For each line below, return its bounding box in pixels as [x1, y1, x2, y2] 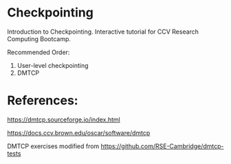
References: [7, 93, 78, 108]
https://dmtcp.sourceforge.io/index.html [7, 115, 120, 124]
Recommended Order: [7, 48, 70, 56]
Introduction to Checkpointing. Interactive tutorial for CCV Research [7, 27, 199, 36]
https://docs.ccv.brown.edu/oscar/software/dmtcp [7, 128, 151, 137]
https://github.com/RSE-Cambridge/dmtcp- [100, 142, 224, 150]
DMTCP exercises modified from [7, 142, 100, 150]
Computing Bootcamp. [7, 34, 71, 43]
